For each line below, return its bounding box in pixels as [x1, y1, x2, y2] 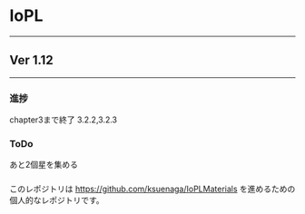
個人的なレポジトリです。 [9, 195, 104, 206]
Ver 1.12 [9, 53, 54, 68]
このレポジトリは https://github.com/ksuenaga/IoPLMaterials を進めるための [9, 183, 296, 195]
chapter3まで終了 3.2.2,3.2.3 [9, 114, 118, 125]
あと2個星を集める [9, 160, 79, 170]
